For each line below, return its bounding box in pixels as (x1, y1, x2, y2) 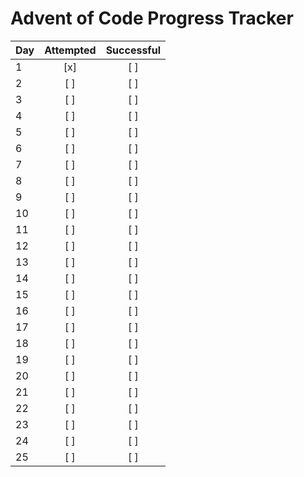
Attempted (44, 43, 97, 57)
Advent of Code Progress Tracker (10, 7, 294, 30)
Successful (105, 43, 162, 57)
